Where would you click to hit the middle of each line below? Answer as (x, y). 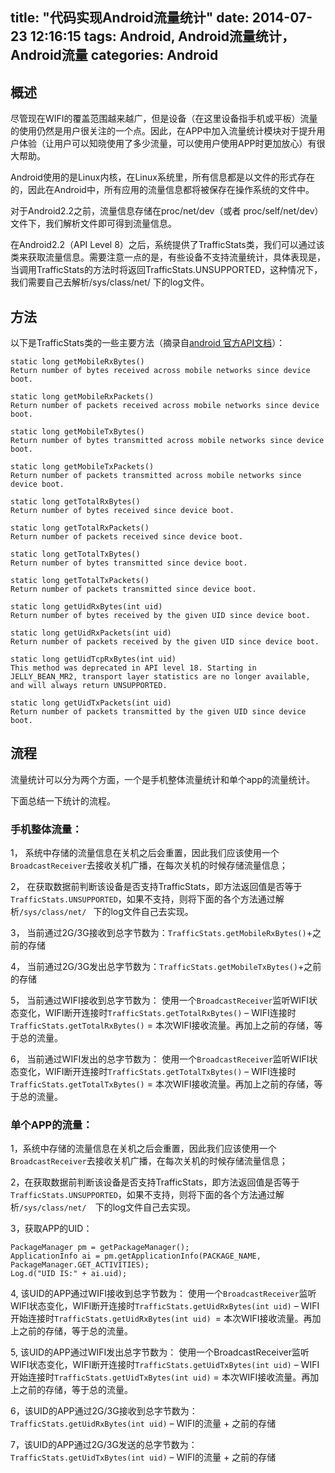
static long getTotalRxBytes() (75, 502)
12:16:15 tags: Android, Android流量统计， (162, 36)
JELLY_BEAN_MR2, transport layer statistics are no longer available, (160, 677)
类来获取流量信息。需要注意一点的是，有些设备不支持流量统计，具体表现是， (168, 257)
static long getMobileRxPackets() (82, 397)
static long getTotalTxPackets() (80, 581)
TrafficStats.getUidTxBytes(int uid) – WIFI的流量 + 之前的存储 (143, 1457)
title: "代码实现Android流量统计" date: (130, 18)
